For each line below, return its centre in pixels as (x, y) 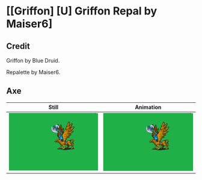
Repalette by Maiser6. (33, 72)
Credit (18, 46)
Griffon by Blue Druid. (33, 61)
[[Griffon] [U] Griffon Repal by (82, 11)
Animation (148, 107)
